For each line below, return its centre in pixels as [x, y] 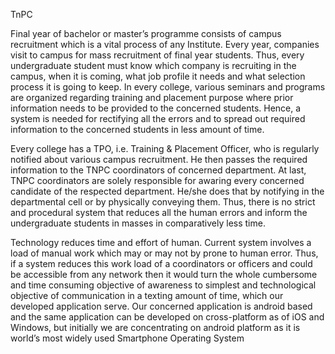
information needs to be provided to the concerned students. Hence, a [156, 108]
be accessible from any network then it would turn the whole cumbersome [164, 274]
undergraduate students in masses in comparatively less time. [138, 223]
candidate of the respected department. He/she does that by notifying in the [167, 191]
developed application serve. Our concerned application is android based [161, 306]
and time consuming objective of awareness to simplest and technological [163, 285]
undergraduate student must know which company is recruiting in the [153, 65]
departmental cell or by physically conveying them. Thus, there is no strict [163, 202]
